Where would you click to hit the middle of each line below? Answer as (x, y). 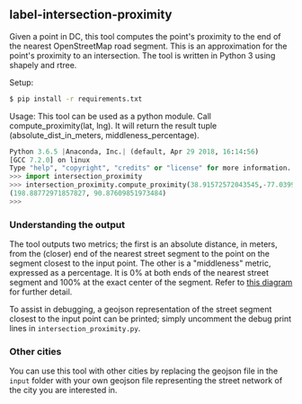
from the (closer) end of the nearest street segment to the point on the (140, 254)
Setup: (22, 82)
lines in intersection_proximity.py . (75, 329)
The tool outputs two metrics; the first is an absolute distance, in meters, (144, 244)
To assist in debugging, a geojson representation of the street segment (141, 310)
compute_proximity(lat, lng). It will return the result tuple (113, 126)
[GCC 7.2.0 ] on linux (50, 160)
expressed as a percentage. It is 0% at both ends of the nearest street (139, 273)
